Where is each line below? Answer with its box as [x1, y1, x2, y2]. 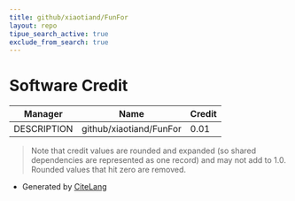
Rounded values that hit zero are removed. [30, 165, 187, 175]
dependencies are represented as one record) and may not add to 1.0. [30, 155, 286, 166]
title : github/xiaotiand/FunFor [9, 12, 128, 22]
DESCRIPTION [13, 123, 74, 135]
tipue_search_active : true [9, 29, 109, 38]
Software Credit [9, 76, 128, 96]
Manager [23, 108, 64, 120]
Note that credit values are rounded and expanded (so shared [30, 145, 257, 156]
